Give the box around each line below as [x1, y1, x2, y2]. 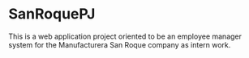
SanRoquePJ [8, 5, 96, 23]
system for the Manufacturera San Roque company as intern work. [8, 39, 231, 49]
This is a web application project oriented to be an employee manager [8, 31, 242, 41]
